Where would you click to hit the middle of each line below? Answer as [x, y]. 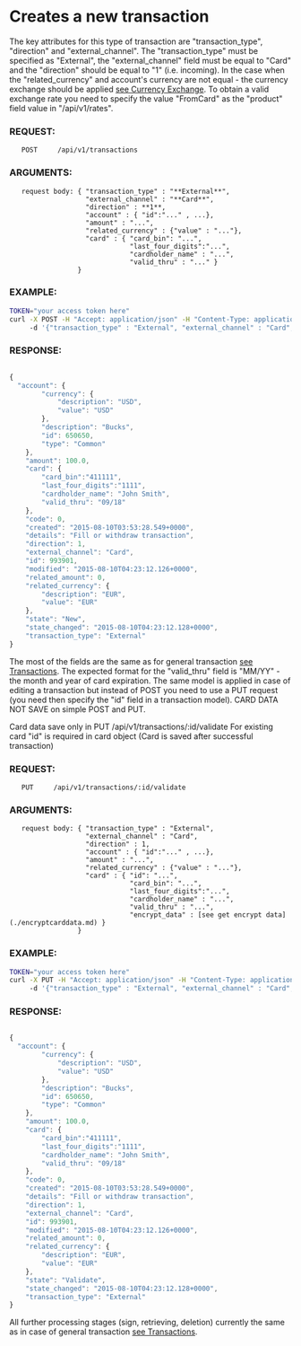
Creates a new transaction [109, 17]
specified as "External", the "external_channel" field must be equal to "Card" [150, 60]
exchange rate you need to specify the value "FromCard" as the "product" [146, 98]
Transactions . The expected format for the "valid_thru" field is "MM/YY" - [145, 671]
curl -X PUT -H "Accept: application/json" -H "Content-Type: [128, 981]
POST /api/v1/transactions [80, 150]
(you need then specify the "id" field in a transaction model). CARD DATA [144, 699]
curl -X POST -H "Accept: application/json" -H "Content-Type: [130, 319]
